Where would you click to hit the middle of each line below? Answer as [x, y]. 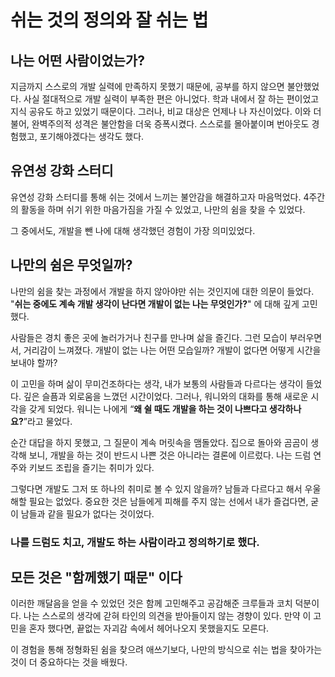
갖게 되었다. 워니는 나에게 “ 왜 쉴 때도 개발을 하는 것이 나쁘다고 [148, 408]
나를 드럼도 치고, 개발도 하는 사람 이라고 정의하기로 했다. [135, 542]
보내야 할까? [34, 362]
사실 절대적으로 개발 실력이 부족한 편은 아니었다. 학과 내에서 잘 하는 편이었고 [171, 99]
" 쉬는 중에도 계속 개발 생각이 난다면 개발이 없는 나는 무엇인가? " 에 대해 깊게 [155, 303]
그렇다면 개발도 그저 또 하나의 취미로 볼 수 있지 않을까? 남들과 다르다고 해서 [156, 488]
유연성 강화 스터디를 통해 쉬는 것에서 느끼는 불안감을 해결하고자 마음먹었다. [156, 197]
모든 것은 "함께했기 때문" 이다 [96, 577]
